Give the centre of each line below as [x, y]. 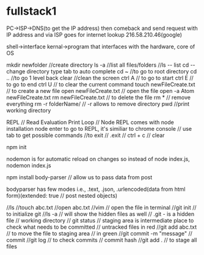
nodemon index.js [29, 165]
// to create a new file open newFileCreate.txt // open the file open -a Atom [100, 91]
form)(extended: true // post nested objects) [62, 195]
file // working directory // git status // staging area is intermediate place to [100, 220]
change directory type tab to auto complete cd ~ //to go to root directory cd [102, 71]
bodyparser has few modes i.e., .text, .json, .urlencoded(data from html [96, 189]
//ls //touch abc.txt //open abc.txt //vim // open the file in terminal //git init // [101, 207]
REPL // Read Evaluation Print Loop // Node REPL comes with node [90, 122]
